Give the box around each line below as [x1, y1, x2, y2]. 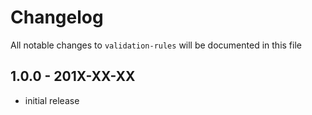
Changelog [10, 6, 104, 29]
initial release [24, 94, 80, 106]
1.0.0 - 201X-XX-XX [10, 68, 136, 85]
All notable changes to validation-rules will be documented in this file [10, 39, 302, 51]
